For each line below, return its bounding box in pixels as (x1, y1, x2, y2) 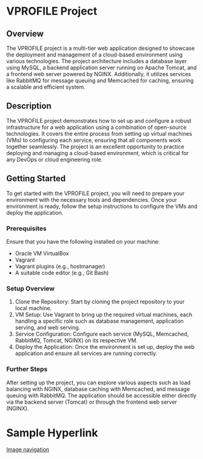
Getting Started (6, 173, 66, 184)
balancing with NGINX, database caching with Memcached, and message (6, 385, 190, 393)
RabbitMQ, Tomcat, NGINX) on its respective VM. (15, 337, 138, 344)
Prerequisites (6, 224, 47, 232)
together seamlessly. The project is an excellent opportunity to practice (6, 143, 185, 150)
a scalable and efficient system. (6, 83, 86, 91)
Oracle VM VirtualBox (15, 249, 69, 257)
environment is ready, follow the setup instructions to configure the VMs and (6, 202, 198, 210)
